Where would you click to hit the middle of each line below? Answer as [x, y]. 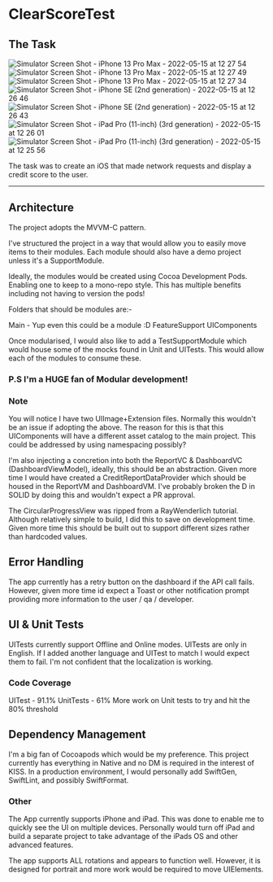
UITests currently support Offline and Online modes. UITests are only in [128, 644]
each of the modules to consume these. [75, 358]
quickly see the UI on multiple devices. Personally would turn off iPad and [132, 827]
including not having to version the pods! [77, 293]
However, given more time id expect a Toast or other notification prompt [129, 590]
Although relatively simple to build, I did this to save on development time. [132, 520]
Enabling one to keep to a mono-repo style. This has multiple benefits [125, 285]
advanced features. [41, 845]
